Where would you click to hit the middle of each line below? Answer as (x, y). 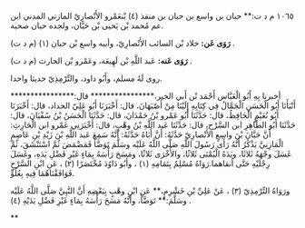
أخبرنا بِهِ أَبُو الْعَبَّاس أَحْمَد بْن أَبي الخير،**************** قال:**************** (146, 96)
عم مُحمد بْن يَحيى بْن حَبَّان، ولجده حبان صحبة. (87, 25)
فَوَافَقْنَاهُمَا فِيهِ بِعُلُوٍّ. (43, 173)
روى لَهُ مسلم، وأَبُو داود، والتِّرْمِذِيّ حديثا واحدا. (86, 78)
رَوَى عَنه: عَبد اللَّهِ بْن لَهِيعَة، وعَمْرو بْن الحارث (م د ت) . (102, 60)
